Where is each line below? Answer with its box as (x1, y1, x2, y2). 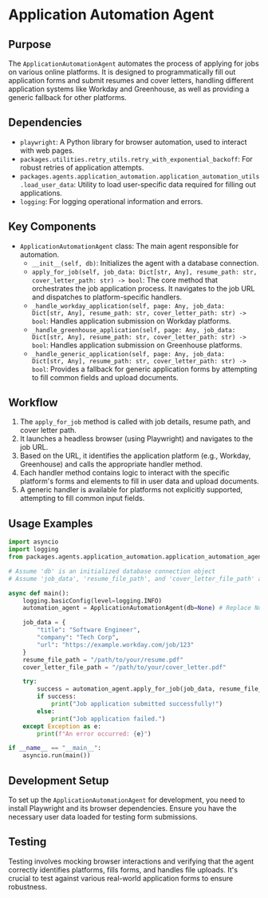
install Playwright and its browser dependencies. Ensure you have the (8, 803, 237, 813)
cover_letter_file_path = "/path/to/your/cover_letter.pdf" (22, 663, 227, 671)
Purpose (8, 38, 52, 51)
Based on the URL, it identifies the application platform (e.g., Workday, (19, 451, 251, 461)
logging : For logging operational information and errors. (19, 196, 203, 206)
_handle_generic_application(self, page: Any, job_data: (31, 350, 226, 358)
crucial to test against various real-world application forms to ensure (8, 873, 234, 883)
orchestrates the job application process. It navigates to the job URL (31, 283, 255, 293)
